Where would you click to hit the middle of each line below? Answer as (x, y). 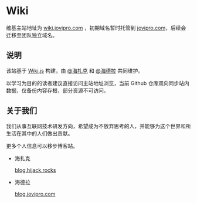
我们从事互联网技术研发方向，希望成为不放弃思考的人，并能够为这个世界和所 (98, 126)
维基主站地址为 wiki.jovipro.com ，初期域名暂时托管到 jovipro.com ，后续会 (96, 28)
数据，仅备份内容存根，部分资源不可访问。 (57, 90)
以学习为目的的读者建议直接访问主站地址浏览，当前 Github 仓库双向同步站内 (98, 83)
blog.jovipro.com (35, 194)
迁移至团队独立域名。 (32, 35)
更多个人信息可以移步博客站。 (42, 146)
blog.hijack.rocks (35, 170)
